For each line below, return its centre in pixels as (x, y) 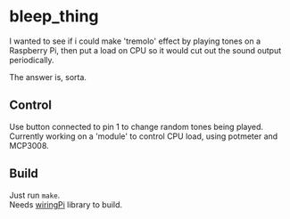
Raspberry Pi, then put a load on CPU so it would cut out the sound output (145, 50)
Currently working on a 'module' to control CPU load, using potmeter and (144, 136)
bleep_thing (54, 16)
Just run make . (35, 195)
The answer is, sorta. (48, 77)
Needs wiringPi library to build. (66, 204)
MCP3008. (29, 145)
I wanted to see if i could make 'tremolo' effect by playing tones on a (135, 41)
